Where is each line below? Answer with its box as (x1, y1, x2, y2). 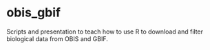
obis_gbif (6, 5, 61, 21)
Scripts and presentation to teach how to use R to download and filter (6, 27, 204, 36)
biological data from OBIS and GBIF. (6, 34, 108, 42)
